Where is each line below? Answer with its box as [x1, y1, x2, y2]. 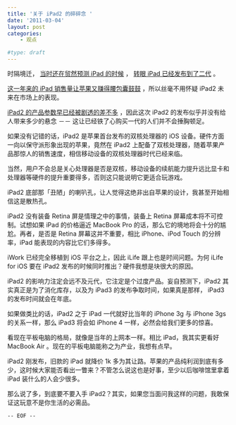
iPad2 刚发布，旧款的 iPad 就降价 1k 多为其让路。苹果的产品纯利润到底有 [7, 357, 218, 365]
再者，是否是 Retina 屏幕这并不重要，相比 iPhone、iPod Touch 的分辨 [19, 229, 221, 238]
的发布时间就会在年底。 [7, 295, 75, 303]
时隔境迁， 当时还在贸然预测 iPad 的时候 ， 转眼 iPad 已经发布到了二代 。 [7, 70, 220, 77]
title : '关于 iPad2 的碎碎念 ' [7, 10, 93, 18]
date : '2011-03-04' [7, 17, 65, 24]
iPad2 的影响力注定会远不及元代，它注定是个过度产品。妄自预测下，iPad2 [7, 277, 221, 285]
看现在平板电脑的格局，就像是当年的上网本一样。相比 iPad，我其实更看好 [7, 334, 220, 341]
